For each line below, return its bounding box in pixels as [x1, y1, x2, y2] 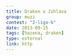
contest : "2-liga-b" [6, 19, 57, 25]
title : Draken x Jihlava [6, 8, 67, 15]
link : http [6, 41, 33, 47]
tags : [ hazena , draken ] [6, 30, 64, 36]
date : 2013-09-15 [6, 24, 49, 31]
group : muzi [6, 14, 35, 20]
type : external [6, 36, 43, 41]
